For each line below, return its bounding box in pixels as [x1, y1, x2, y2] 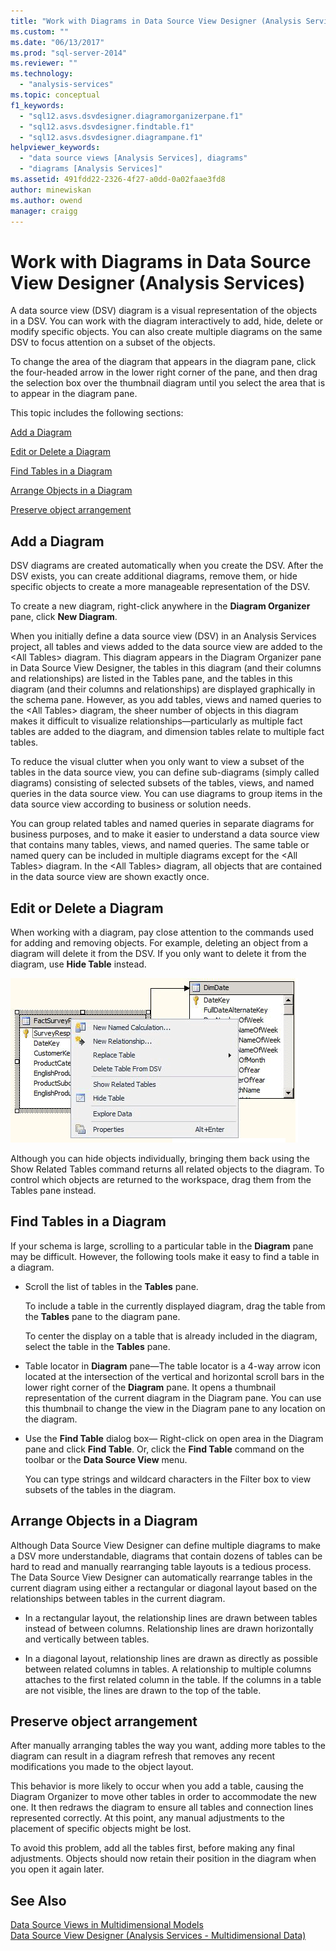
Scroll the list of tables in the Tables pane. [24, 1280, 199, 1292]
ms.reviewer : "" [10, 58, 78, 69]
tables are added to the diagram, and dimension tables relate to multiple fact [10, 726, 325, 738]
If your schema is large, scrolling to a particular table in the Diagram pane [10, 1240, 314, 1252]
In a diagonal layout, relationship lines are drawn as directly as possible [24, 1652, 318, 1664]
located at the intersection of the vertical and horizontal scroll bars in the [24, 1370, 325, 1382]
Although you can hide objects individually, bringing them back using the [10, 1152, 310, 1164]
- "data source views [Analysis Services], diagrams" [19, 153, 248, 164]
